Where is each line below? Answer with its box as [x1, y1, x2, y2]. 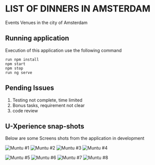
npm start [5, 61, 26, 66]
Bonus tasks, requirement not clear [12, 102, 85, 108]
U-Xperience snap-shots [5, 122, 84, 130]
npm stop [5, 65, 23, 70]
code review [12, 107, 38, 113]
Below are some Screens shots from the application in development [5, 135, 144, 141]
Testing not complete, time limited [12, 97, 82, 103]
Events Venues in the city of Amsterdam [5, 19, 88, 25]
